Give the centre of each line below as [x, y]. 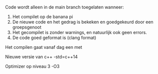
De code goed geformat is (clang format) [54, 37]
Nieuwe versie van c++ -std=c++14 [41, 57]
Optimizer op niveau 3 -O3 [32, 66]
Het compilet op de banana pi [42, 17]
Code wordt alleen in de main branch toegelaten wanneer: [65, 7]
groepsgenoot [27, 27]
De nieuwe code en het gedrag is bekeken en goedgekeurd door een [83, 22]
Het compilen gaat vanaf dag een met [44, 47]
